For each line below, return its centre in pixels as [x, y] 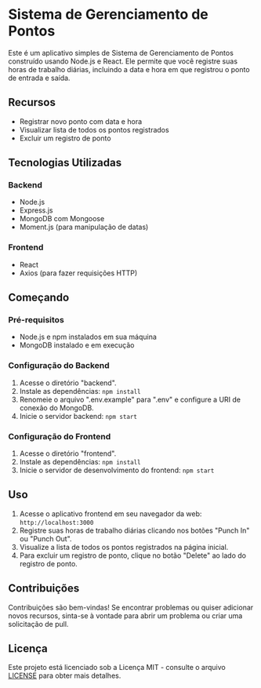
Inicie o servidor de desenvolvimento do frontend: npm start [117, 470]
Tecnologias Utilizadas [65, 163]
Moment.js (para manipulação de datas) [84, 227]
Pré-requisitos [36, 320]
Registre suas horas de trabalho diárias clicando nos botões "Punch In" [134, 530]
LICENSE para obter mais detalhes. [65, 675]
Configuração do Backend [59, 366]
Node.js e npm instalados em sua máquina [88, 337]
